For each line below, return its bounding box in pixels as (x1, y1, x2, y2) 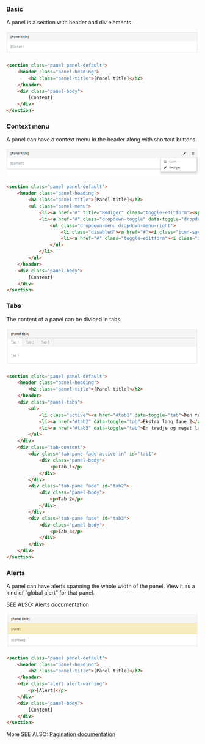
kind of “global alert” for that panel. (6, 589, 95, 596)
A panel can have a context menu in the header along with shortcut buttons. (6, 136, 197, 143)
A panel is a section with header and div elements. (6, 19, 133, 26)
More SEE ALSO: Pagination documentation (6, 731, 116, 738)
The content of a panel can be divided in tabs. (6, 315, 122, 323)
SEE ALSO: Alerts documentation (6, 601, 90, 608)
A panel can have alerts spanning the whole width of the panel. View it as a (6, 582, 195, 590)
